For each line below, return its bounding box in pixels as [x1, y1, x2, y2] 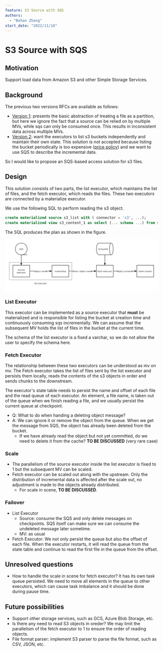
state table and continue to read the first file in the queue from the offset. [12, 546, 158, 552]
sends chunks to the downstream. [5, 378, 73, 384]
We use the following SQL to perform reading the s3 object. [5, 205, 124, 211]
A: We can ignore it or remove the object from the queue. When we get [12, 417, 154, 423]
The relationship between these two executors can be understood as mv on [5, 362, 156, 368]
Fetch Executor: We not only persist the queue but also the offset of [12, 536, 147, 542]
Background [5, 91, 43, 99]
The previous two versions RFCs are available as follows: [5, 104, 119, 110]
